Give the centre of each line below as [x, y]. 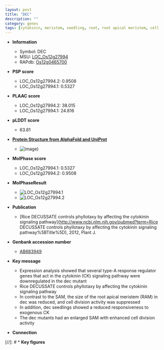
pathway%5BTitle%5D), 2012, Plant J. [58, 233]
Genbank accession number [41, 242]
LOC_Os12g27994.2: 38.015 [47, 105]
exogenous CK [34, 313]
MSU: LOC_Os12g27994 [44, 57]
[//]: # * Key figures [25, 342]
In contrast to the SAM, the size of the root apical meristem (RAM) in [89, 297]
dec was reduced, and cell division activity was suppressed [80, 302]
